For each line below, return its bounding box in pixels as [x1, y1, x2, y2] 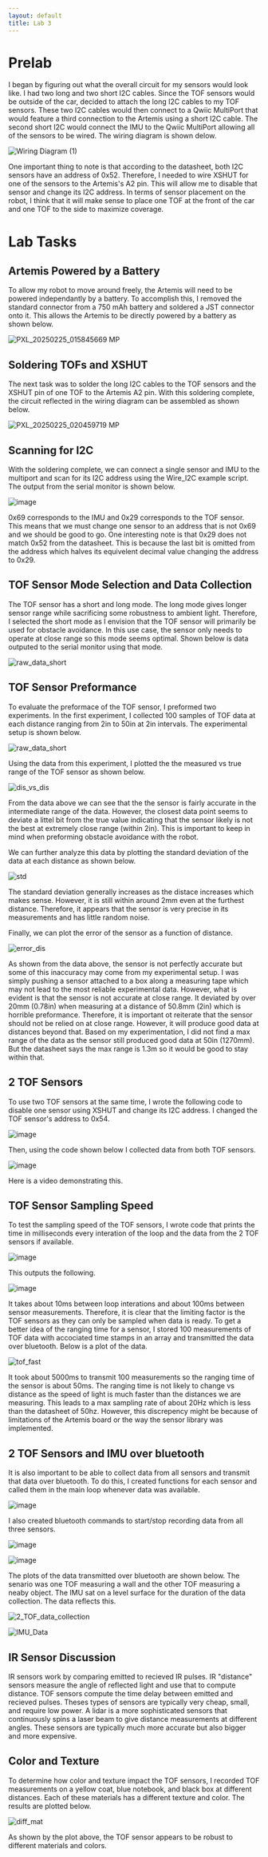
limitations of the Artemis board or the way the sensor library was [8, 1415, 223, 1424]
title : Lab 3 [8, 19, 52, 27]
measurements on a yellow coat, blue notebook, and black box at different [8, 1784, 253, 1794]
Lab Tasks [8, 233, 77, 250]
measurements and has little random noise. [8, 913, 150, 922]
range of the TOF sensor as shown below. [8, 767, 146, 777]
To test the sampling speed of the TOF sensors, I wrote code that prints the [8, 1220, 255, 1230]
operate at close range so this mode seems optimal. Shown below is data [8, 633, 249, 643]
